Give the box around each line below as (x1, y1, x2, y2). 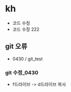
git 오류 (5, 42, 27, 51)
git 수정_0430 (5, 69, 38, 76)
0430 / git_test (12, 56, 43, 62)
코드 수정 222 (12, 26, 39, 32)
